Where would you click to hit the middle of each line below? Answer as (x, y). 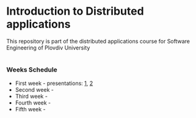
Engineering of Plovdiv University (48, 48)
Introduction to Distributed (75, 11)
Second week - (34, 89)
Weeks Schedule (32, 70)
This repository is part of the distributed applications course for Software (98, 41)
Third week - (31, 96)
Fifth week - (30, 109)
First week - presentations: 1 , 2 (54, 83)
